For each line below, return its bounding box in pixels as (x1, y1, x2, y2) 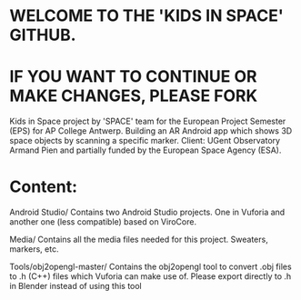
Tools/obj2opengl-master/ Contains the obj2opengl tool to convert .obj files (9, 261, 293, 273)
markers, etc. (9, 244, 59, 255)
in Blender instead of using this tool (9, 281, 143, 292)
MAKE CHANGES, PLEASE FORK (9, 85, 258, 106)
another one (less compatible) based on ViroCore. (9, 216, 197, 227)
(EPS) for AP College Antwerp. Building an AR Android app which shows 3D (9, 125, 293, 136)
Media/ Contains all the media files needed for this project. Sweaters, (9, 234, 268, 245)
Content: (9, 176, 78, 197)
